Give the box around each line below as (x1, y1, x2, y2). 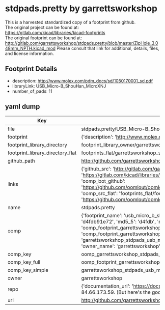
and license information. (5, 50, 54, 56)
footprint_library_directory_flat (7, 149, 77, 156)
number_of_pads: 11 (12, 88, 53, 94)
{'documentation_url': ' (81, 282, 134, 289)
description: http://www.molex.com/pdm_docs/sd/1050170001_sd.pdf (12, 78, 153, 84)
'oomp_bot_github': (81, 177, 126, 184)
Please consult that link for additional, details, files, (56, 45, 160, 51)
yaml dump (5, 103, 40, 111)
